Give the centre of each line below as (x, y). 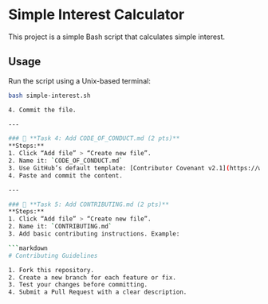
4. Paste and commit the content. (66, 175)
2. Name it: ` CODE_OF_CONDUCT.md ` (66, 161)
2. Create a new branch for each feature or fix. (93, 277)
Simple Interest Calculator (97, 15)
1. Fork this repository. (51, 270)
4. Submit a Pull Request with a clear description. (98, 292)
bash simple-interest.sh (49, 95)
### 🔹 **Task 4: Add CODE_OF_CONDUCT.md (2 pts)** (94, 138)
